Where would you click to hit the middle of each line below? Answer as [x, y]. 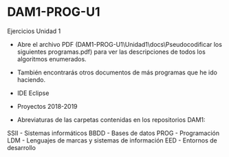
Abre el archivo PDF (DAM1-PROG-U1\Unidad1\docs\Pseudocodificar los [119, 44]
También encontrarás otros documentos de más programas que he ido [117, 72]
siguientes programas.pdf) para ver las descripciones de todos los [111, 52]
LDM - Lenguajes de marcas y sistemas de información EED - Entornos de [112, 140]
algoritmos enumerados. [52, 59]
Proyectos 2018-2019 [47, 106]
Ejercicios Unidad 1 [34, 31]
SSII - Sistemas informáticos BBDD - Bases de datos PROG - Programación [113, 133]
